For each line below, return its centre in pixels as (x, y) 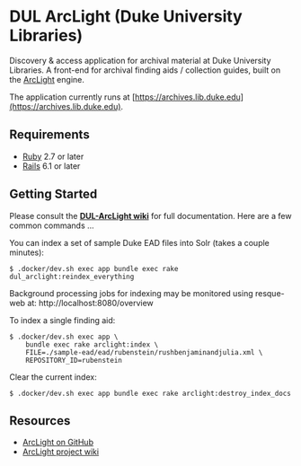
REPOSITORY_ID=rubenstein (74, 360)
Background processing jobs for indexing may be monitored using (131, 293)
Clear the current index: (53, 377)
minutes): (27, 252)
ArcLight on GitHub (58, 443)
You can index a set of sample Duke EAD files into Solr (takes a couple (139, 242)
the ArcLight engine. (47, 79)
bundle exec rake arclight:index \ (92, 344)
